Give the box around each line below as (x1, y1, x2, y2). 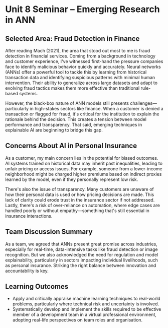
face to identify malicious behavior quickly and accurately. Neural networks (5, 64, 161, 70)
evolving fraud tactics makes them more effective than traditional (5, 85, 140, 91)
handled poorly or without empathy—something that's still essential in (5, 208, 149, 214)
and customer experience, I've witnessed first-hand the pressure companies (5, 58, 163, 64)
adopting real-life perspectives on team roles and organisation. (12, 317, 143, 323)
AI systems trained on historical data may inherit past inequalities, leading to (5, 160, 163, 166)
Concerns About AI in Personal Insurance (5, 142, 137, 150)
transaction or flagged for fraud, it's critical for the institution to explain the (5, 111, 159, 117)
